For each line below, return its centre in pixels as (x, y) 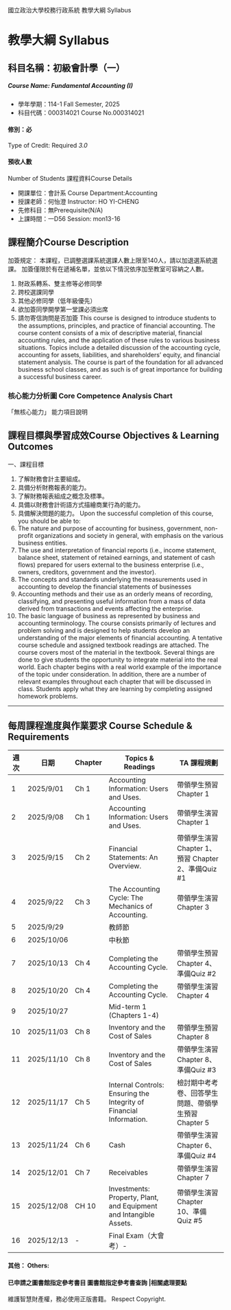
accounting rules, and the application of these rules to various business (119, 340)
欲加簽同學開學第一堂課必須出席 (63, 309)
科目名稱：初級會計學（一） (66, 68)
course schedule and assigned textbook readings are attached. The (113, 645)
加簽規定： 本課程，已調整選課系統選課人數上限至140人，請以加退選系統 (110, 260)
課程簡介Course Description (68, 242)
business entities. (42, 543)
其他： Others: (29, 1265)
